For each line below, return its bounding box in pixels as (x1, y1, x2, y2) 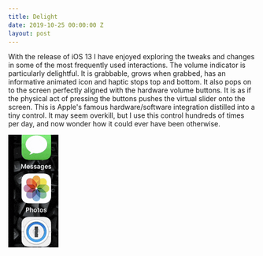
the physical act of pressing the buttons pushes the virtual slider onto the (8, 94, 246, 104)
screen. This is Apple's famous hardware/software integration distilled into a (8, 103, 256, 112)
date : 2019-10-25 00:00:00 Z (8, 21, 104, 29)
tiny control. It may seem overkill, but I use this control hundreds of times (8, 111, 245, 120)
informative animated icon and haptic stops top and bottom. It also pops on (8, 77, 252, 87)
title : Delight (8, 13, 58, 21)
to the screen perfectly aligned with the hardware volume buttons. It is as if (8, 85, 252, 95)
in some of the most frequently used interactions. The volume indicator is (8, 60, 246, 70)
